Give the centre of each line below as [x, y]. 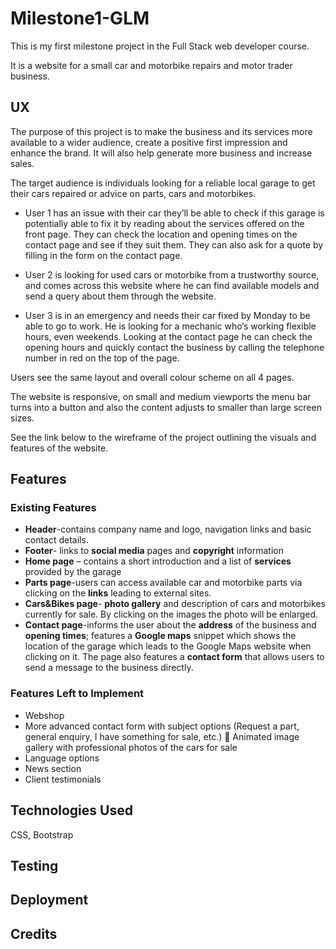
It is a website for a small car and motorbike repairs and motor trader [151, 65]
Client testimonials [63, 779]
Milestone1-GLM [80, 18]
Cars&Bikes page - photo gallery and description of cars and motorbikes [175, 604]
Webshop [44, 715]
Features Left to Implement [77, 694]
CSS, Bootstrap [42, 834]
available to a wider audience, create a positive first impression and [149, 142]
